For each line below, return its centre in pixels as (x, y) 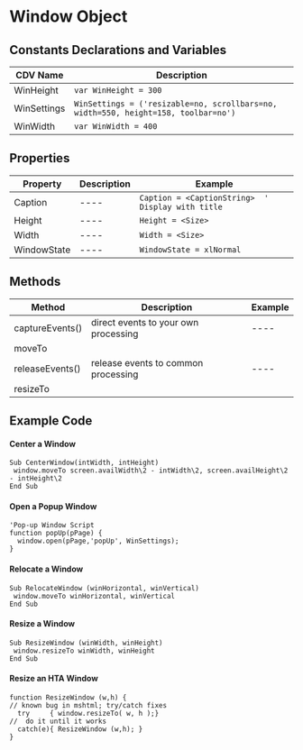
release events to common (147, 362)
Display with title (181, 206)
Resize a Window (42, 624)
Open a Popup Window (53, 506)
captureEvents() (48, 328)
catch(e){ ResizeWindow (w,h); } (80, 729)
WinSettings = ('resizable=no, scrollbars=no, (175, 104)
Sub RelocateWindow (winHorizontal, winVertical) (105, 588)
